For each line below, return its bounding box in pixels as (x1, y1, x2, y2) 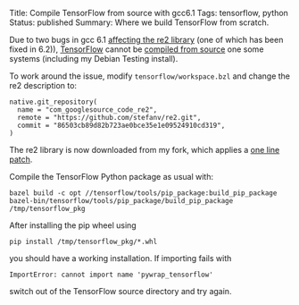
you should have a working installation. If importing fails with (9, 253, 232, 263)
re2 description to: (9, 80, 78, 90)
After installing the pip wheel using (9, 220, 137, 231)
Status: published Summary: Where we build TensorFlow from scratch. (9, 17, 270, 28)
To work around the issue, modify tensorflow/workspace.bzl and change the (9, 71, 291, 81)
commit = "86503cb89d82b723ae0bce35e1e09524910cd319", (17, 121, 226, 130)
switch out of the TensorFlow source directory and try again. (9, 286, 232, 296)
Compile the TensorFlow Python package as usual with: (9, 172, 214, 182)
